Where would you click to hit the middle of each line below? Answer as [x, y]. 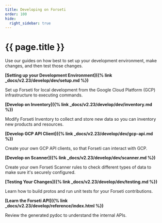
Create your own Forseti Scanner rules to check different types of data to [78, 167]
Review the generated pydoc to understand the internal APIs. [66, 215]
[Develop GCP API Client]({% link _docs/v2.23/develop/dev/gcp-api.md [79, 134]
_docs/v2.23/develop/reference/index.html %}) [54, 206]
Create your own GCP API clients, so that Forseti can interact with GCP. [76, 149]
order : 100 [16, 14]
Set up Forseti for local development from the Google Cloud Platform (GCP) [80, 90]
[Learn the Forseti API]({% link [36, 201]
